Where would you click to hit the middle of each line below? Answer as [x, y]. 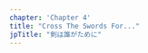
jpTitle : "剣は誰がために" [56, 34]
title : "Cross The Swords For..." [75, 26]
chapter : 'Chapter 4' [50, 18]
